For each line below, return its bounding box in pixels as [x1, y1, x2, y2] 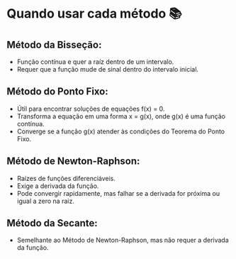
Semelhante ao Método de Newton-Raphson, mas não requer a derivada [16, 236, 230, 245]
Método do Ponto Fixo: [6, 86, 109, 98]
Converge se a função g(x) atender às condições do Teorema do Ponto [16, 127, 225, 136]
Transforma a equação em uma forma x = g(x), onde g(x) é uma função [16, 111, 226, 121]
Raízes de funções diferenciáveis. [16, 174, 116, 182]
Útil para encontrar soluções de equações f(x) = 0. [16, 104, 165, 113]
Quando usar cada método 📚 [6, 6, 182, 22]
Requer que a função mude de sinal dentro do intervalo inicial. [16, 65, 199, 73]
